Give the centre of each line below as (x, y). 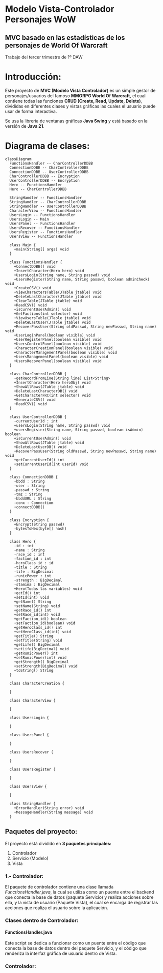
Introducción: (33, 77)
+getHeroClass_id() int (38, 627)
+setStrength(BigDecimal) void (46, 666)
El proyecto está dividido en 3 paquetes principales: (58, 843)
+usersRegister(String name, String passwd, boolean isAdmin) (79, 430)
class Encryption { (29, 520)
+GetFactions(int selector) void (48, 314)
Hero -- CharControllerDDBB (38, 189)
